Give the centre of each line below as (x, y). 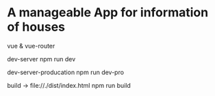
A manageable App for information (108, 13)
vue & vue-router (31, 46)
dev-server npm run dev (41, 59)
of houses (36, 27)
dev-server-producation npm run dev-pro (66, 72)
